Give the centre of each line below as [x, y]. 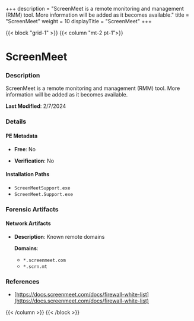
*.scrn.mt [35, 267]
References [23, 281]
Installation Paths [28, 174]
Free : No [25, 149]
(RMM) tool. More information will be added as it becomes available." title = [97, 15]
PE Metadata [22, 136]
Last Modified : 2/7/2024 [36, 106]
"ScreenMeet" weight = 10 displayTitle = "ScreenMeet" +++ [79, 21]
